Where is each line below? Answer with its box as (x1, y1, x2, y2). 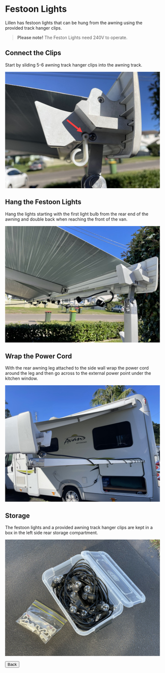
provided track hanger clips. (5, 25, 62, 31)
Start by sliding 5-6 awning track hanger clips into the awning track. (5, 62, 142, 67)
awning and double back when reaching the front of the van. (5, 216, 128, 222)
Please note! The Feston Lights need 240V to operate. (17, 34, 128, 40)
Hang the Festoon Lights (5, 198, 82, 206)
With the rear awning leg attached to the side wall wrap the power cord (5, 365, 149, 371)
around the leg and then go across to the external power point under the (5, 370, 151, 376)
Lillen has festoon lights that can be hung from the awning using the (5, 20, 142, 26)
